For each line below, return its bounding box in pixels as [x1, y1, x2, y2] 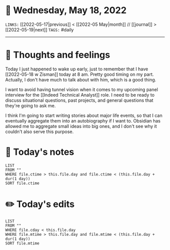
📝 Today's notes [5, 146, 74, 158]
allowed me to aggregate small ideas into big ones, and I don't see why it [5, 123, 157, 129]
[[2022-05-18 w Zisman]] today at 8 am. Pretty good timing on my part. [5, 71, 154, 77]
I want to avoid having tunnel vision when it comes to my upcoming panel [5, 86, 158, 93]
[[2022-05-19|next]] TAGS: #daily [5, 26, 74, 32]
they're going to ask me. [5, 102, 56, 108]
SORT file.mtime [5, 240, 39, 246]
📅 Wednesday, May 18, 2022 [5, 5, 127, 16]
